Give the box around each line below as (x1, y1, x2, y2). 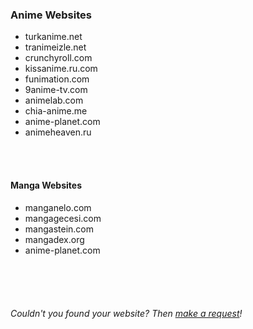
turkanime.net (24, 31, 83, 43)
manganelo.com (24, 201, 92, 213)
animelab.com (24, 94, 84, 107)
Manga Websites (10, 179, 82, 191)
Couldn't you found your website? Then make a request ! (10, 308, 243, 320)
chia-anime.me (24, 105, 88, 117)
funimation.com (24, 73, 90, 85)
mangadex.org (24, 233, 85, 245)
